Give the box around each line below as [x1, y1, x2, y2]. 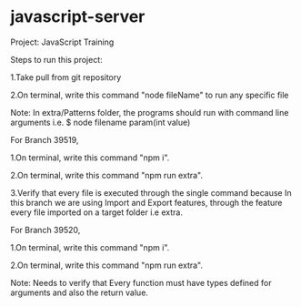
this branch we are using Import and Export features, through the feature [10, 197, 283, 208]
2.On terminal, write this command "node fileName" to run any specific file [10, 89, 289, 100]
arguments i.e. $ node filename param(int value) [10, 117, 191, 128]
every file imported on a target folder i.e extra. [10, 207, 183, 218]
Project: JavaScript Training [10, 36, 115, 47]
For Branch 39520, [10, 224, 81, 235]
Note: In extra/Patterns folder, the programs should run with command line [10, 107, 289, 118]
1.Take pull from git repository [10, 71, 122, 83]
